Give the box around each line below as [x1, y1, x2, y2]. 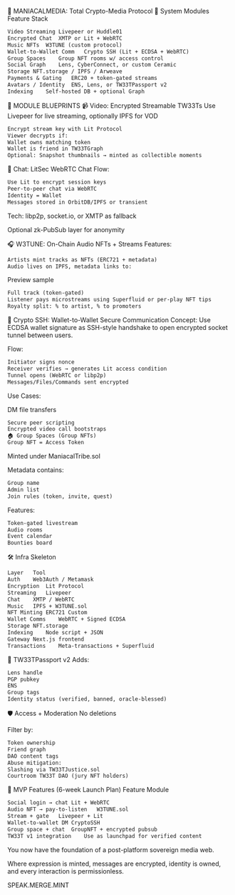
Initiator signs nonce [7, 359, 75, 366]
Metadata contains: [7, 466, 64, 474]
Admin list [7, 486, 40, 493]
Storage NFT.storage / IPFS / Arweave [7, 68, 122, 75]
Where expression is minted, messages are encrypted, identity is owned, [7, 859, 221, 868]
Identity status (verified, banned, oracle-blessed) [7, 696, 167, 703]
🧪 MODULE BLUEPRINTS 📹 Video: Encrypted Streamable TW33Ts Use [7, 101, 216, 110]
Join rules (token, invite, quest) [7, 493, 113, 500]
